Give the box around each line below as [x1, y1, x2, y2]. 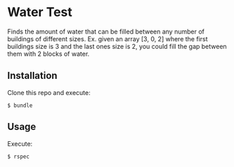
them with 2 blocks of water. [7, 50, 90, 58]
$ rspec [7, 153, 30, 160]
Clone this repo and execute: [7, 88, 91, 96]
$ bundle [7, 102, 33, 109]
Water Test [7, 4, 72, 20]
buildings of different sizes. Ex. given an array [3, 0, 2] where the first [7, 34, 209, 43]
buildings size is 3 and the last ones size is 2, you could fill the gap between [7, 42, 227, 50]
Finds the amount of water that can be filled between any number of [7, 27, 205, 36]
